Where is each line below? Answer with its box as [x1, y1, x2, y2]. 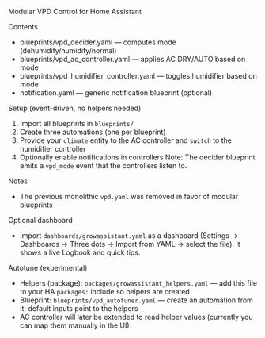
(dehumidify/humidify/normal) [19, 46, 117, 55]
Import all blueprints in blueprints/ [19, 119, 134, 128]
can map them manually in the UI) [19, 321, 130, 330]
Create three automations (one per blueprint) [19, 127, 166, 136]
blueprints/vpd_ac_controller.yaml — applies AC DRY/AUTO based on [19, 55, 246, 63]
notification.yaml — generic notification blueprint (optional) [19, 88, 213, 98]
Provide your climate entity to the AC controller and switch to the [19, 136, 232, 145]
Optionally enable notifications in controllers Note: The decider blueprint [19, 152, 256, 162]
